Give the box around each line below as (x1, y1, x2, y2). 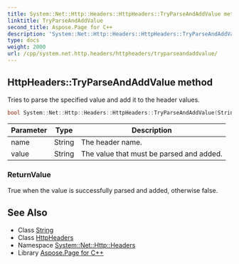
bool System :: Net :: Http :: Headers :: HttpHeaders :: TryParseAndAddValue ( (7, 109, 218, 116)
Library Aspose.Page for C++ (17, 248, 105, 257)
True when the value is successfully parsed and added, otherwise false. (7, 186, 218, 194)
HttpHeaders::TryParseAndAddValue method (7, 76, 213, 89)
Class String (17, 226, 54, 234)
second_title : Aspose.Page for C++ (7, 23, 113, 31)
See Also (7, 207, 48, 219)
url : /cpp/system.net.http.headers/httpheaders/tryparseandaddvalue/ (7, 51, 218, 58)
